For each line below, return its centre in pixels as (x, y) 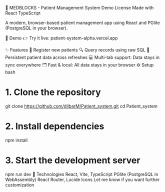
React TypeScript (23, 13)
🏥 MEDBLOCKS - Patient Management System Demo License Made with (79, 8)
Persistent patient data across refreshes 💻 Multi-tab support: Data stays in (82, 57)
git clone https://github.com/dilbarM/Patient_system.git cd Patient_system (81, 106)
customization (20, 184)
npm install (16, 140)
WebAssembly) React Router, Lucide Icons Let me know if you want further (82, 179)
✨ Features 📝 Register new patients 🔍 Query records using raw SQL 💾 (77, 50)
